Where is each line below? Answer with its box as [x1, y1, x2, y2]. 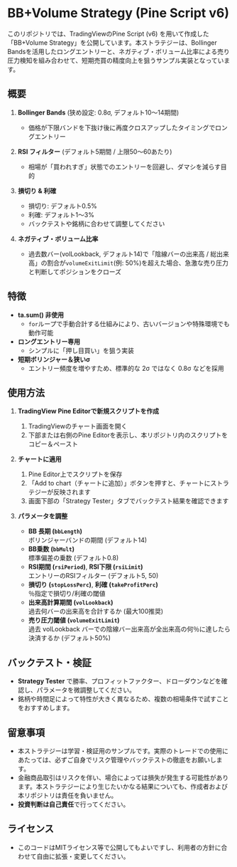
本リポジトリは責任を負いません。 [17, 792, 118, 799]
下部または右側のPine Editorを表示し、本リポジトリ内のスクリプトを [28, 431, 228, 439]
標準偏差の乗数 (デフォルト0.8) [28, 554, 119, 562]
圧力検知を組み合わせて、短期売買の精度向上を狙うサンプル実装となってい [7, 56, 224, 65]
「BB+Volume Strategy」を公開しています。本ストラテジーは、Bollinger [7, 38, 218, 47]
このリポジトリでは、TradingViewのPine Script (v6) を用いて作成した [7, 29, 209, 38]
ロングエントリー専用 [17, 337, 80, 346]
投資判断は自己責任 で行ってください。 [17, 800, 130, 809]
